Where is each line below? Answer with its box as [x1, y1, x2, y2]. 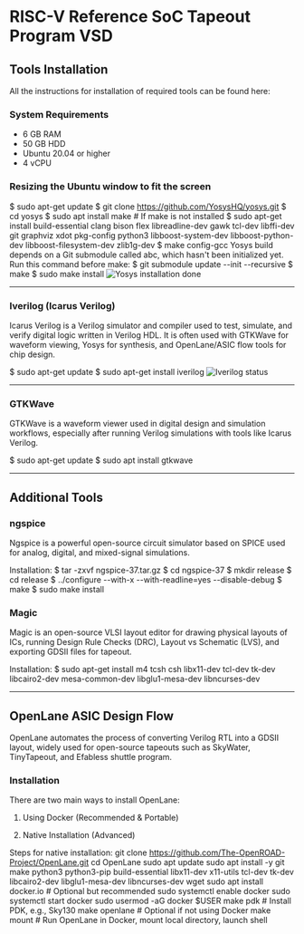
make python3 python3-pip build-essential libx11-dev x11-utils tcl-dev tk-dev [9, 867, 294, 878]
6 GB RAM [22, 129, 62, 140]
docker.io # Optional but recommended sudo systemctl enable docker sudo [9, 886, 291, 897]
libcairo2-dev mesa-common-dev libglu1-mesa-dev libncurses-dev [9, 673, 261, 685]
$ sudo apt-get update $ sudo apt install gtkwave [9, 455, 194, 466]
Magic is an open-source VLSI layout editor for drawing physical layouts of [9, 627, 288, 638]
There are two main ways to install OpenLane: [9, 794, 180, 805]
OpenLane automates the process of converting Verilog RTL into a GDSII [9, 732, 280, 743]
